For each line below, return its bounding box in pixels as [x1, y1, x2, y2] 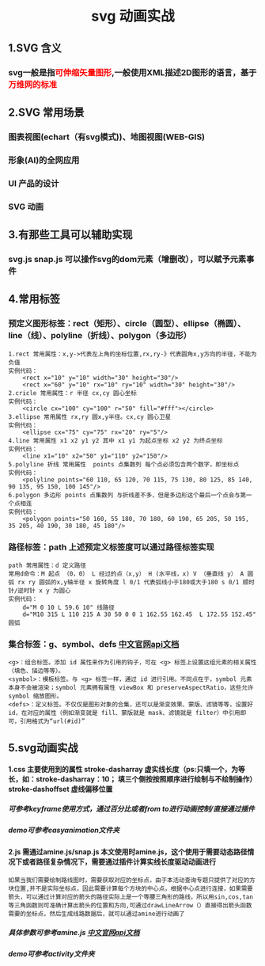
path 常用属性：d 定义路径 [8, 561, 87, 569]
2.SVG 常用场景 [8, 105, 85, 119]
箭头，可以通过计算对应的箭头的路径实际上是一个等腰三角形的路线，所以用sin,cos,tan [8, 893, 253, 901]
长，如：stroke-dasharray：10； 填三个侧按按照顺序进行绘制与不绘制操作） [8, 774, 257, 784]
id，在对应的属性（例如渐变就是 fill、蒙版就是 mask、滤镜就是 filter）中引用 [8, 709, 240, 717]
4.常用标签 [8, 292, 61, 306]
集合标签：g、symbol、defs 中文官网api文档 [8, 638, 180, 649]
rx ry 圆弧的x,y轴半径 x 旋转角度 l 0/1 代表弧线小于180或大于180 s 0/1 [17, 578, 240, 586]
